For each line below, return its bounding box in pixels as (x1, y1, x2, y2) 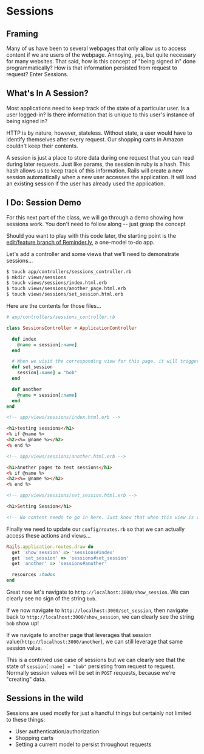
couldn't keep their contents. (6, 142, 78, 149)
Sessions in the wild (6, 693, 84, 703)
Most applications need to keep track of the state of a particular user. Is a (6, 104, 190, 112)
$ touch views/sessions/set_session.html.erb (6, 291, 123, 297)
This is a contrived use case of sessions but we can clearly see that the (6, 656, 185, 663)
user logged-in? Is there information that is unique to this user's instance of (6, 111, 195, 118)
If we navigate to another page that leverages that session (6, 631, 152, 638)
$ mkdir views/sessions (6, 274, 67, 280)
